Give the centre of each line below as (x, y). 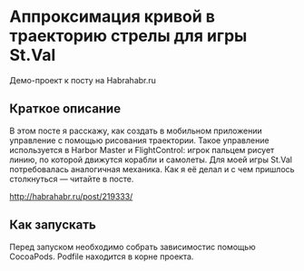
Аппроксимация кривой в (113, 17)
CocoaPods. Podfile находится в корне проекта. (102, 256)
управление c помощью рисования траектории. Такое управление (139, 140)
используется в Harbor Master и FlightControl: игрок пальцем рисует (142, 150)
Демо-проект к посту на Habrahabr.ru (83, 80)
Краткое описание (65, 109)
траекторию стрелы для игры (128, 36)
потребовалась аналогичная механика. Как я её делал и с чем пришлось (152, 169)
